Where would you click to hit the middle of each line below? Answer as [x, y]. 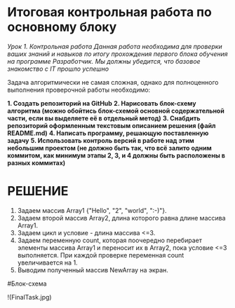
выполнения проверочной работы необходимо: [79, 90]
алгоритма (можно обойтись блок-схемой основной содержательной [116, 111]
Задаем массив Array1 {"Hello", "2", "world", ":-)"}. [92, 210]
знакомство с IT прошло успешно [58, 69]
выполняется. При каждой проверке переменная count [101, 255]
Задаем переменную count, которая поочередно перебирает [109, 240]
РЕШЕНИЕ [38, 191]
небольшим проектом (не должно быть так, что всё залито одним [109, 148]
